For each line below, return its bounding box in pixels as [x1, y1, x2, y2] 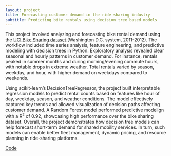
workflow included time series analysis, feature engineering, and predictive [5, 42, 164, 48]
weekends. [5, 75, 29, 81]
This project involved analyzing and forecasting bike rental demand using [5, 31, 160, 38]
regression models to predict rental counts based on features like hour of [5, 91, 160, 97]
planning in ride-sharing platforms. [5, 135, 79, 142]
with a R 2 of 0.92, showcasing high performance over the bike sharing [5, 112, 154, 119]
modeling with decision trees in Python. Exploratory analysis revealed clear [5, 47, 164, 54]
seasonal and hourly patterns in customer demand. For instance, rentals [5, 53, 158, 59]
